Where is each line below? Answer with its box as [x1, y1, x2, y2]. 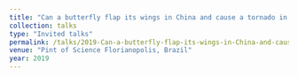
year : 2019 [9, 54, 50, 63]
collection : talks [9, 21, 77, 30]
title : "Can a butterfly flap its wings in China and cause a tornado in [9, 12, 288, 22]
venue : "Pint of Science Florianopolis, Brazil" [9, 46, 192, 55]
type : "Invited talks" [9, 29, 93, 38]
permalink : [9, 37, 50, 47]
